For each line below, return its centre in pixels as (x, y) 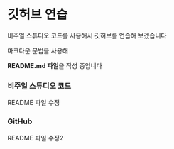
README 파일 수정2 (36, 138)
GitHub (20, 121)
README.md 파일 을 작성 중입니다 (55, 65)
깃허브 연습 (38, 15)
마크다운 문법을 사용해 (38, 50)
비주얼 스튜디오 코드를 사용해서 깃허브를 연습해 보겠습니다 (87, 35)
